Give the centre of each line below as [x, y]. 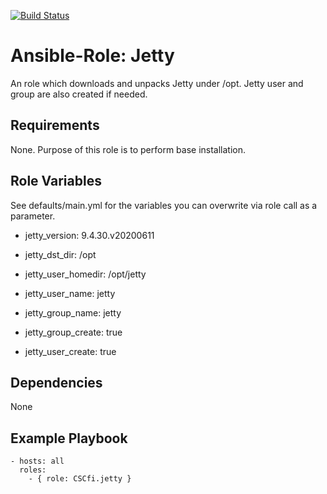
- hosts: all [37, 461]
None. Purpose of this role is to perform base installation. [128, 149]
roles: [33, 470]
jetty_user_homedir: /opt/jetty [85, 274]
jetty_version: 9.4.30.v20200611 [89, 235]
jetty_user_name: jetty [70, 293]
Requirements [55, 125]
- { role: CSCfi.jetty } [80, 479]
